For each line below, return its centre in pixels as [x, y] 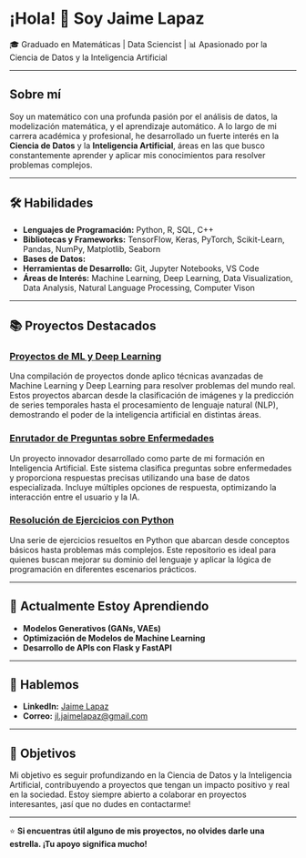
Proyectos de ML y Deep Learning [86, 356]
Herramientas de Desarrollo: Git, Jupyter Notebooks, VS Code [141, 268]
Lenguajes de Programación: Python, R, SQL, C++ [118, 229]
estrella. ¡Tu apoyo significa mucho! [78, 844]
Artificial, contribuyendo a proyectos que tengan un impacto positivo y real [149, 785]
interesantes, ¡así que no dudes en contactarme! [100, 804]
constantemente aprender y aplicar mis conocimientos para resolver [138, 155]
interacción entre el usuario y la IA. [75, 497]
